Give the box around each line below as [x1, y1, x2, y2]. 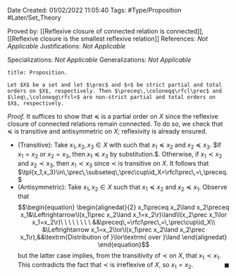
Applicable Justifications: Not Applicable [7, 42, 126, 50]
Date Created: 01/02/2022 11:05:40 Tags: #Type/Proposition [7, 6, 182, 14]
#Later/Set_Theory [7, 13, 61, 22]
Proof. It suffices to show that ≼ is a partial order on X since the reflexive [7, 112, 218, 120]
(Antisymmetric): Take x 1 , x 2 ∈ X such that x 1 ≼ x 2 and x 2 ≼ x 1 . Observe [17, 183, 228, 193]
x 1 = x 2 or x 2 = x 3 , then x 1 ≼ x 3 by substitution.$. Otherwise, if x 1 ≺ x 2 [17, 150, 223, 160]
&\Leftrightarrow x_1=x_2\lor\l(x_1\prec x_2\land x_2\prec [42, 225, 206, 234]
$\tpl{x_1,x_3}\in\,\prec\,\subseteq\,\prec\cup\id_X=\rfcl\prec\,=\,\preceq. [17, 168, 228, 176]
